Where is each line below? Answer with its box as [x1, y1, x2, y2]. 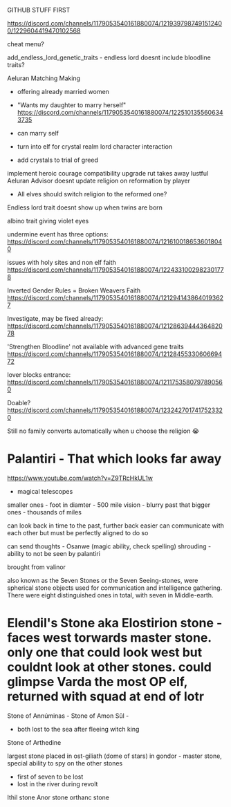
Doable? [7, 399, 31, 407]
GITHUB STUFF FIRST [7, 6, 71, 14]
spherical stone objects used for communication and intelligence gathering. [7, 584, 223, 592]
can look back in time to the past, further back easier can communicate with [7, 521, 225, 530]
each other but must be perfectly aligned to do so [7, 528, 149, 537]
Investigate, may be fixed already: [7, 315, 104, 322]
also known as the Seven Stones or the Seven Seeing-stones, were [7, 576, 198, 584]
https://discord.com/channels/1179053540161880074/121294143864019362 [7, 294, 223, 302]
